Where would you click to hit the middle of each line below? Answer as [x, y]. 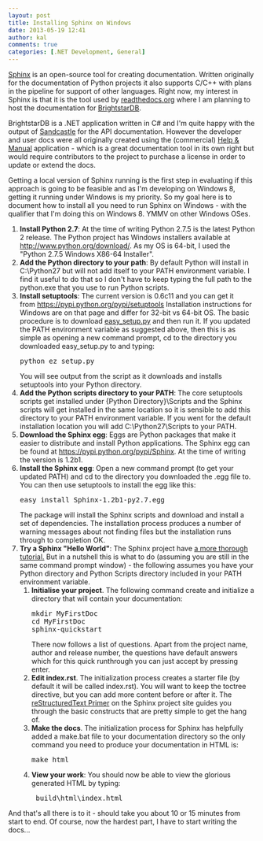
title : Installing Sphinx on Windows [70, 23]
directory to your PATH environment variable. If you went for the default [135, 418]
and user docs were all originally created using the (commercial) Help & [124, 140]
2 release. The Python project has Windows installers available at [125, 237]
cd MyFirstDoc [58, 622]
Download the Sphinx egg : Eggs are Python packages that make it [128, 435]
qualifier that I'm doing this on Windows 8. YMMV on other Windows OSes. [130, 214]
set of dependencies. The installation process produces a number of [130, 523]
